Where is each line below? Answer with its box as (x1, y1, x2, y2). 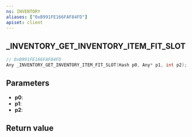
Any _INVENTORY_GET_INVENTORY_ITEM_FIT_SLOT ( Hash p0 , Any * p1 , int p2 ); (6, 62, 187, 68)
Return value (6, 124, 54, 133)
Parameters (6, 78, 50, 88)
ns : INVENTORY (6, 8, 41, 15)
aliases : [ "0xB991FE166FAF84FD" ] (6, 14, 88, 20)
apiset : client (6, 19, 43, 25)
